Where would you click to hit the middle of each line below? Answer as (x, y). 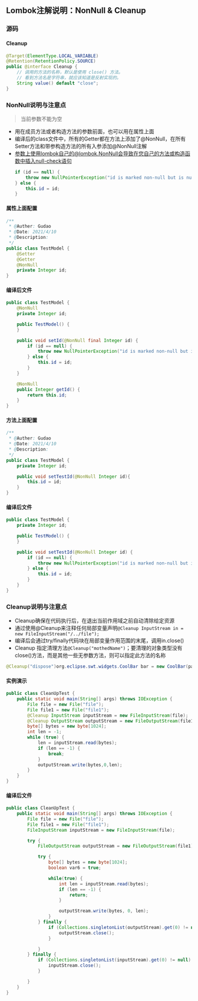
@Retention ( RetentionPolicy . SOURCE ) (51, 61)
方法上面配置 (22, 420)
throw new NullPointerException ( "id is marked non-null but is (105, 178)
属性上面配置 (22, 208)
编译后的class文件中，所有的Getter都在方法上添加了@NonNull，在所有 (100, 139)
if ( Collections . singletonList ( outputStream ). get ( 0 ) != (118, 927)
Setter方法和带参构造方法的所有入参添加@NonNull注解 (81, 146)
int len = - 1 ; (44, 732)
